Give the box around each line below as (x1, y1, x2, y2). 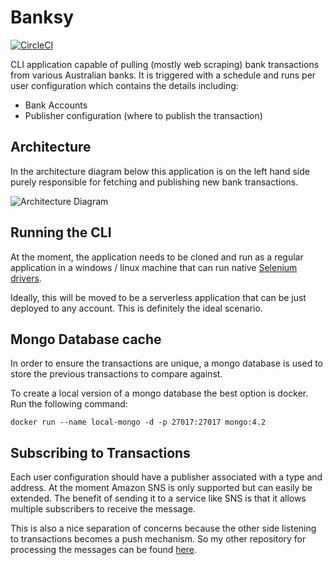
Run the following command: (10, 398, 128, 410)
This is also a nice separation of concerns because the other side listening (10, 522, 317, 535)
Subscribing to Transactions (10, 444, 191, 461)
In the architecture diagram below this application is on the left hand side (10, 165, 310, 177)
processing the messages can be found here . (10, 544, 198, 556)
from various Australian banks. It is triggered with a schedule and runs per (10, 69, 317, 81)
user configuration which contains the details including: (10, 79, 239, 91)
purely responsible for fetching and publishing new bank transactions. (10, 176, 299, 188)
